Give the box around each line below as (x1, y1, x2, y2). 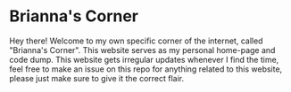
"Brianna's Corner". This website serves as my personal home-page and (9, 44, 276, 55)
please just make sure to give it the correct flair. (9, 73, 185, 83)
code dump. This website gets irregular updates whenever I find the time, (9, 54, 279, 65)
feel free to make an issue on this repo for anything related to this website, (9, 64, 283, 74)
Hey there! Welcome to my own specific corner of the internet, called (9, 35, 263, 46)
